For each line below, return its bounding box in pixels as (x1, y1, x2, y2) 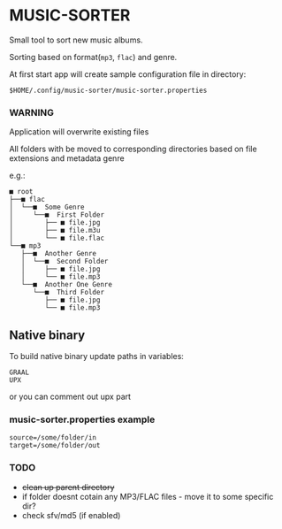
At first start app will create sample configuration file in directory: (9, 68, 247, 80)
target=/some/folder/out (9, 441, 101, 450)
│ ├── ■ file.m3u (9, 226, 101, 235)
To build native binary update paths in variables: (9, 351, 184, 362)
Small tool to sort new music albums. (9, 34, 143, 45)
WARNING (9, 106, 55, 119)
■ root (9, 188, 34, 196)
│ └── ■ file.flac (9, 234, 104, 243)
